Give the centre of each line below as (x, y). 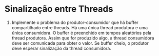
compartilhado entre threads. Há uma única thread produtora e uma (80, 27)
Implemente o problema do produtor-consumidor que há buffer (75, 22)
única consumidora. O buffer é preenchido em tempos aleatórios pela (81, 33)
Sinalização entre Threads (59, 9)
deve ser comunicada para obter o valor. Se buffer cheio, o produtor (80, 43)
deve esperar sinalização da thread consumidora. (61, 48)
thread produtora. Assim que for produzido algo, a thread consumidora (83, 38)
